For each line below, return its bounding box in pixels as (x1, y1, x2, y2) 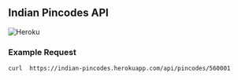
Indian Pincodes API (8, 6, 109, 20)
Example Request (8, 46, 76, 57)
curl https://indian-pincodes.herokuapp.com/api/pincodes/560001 (8, 64, 231, 73)
